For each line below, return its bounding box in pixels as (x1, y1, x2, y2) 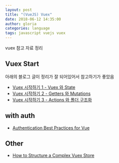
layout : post (5, 7, 32, 12)
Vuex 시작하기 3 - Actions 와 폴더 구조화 (12, 96, 92, 102)
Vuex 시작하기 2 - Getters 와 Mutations (12, 90, 91, 96)
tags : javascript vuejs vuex (5, 30, 66, 35)
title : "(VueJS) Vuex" (5, 12, 52, 17)
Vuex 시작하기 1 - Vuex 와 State (12, 84, 76, 90)
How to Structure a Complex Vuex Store (12, 152, 95, 158)
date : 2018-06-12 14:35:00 (5, 16, 61, 21)
